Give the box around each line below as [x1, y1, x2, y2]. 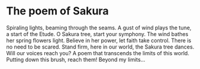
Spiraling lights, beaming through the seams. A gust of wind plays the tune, [6, 24, 192, 31]
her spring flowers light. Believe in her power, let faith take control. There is [6, 37, 192, 44]
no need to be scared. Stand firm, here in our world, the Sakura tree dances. [6, 43, 195, 50]
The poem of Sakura [6, 4, 109, 18]
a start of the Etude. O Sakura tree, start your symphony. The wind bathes [6, 30, 189, 37]
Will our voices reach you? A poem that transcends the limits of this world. [6, 49, 190, 56]
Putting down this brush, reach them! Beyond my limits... [6, 56, 146, 63]
